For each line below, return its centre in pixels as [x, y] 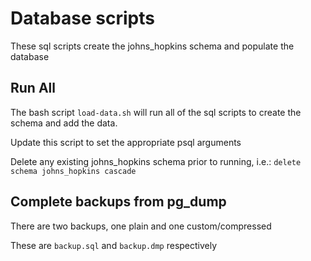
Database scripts [82, 18]
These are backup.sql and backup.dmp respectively [114, 245]
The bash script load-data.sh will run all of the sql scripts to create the [156, 112]
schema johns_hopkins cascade [73, 171]
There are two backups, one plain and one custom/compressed [141, 226]
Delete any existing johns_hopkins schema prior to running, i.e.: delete [156, 161]
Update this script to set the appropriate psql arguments [126, 142]
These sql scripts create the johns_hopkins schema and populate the [152, 46]
